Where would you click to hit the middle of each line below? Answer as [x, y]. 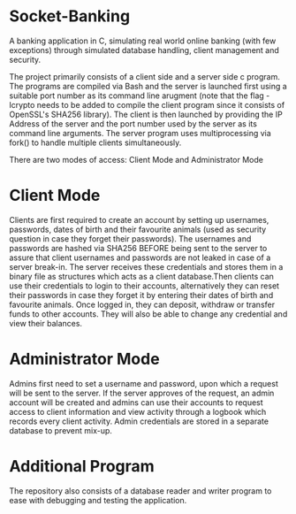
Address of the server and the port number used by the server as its [133, 123]
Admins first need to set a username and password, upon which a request [144, 383]
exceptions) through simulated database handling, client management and [144, 50]
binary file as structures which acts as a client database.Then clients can [141, 276]
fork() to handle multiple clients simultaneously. [95, 142]
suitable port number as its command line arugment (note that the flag [137, 96]
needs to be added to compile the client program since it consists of [161, 104]
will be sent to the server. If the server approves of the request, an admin [142, 393]
